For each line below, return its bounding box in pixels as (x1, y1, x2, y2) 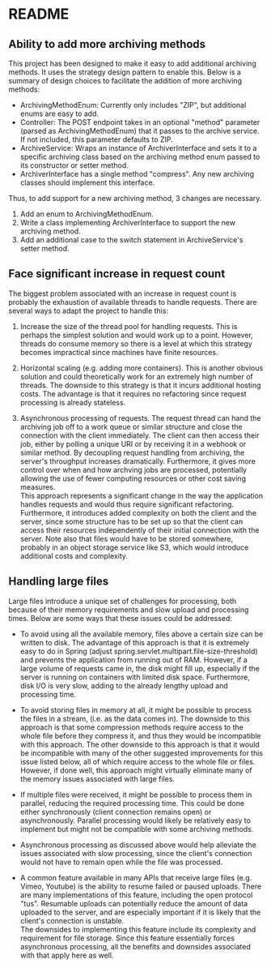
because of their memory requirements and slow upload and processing (8, 605, 249, 615)
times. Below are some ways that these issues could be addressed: (8, 613, 233, 623)
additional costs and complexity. (19, 550, 128, 560)
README (8, 5, 70, 24)
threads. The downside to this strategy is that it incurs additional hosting (19, 380, 261, 390)
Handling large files (8, 575, 109, 589)
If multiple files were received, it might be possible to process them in (19, 790, 252, 799)
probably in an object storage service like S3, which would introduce (19, 542, 249, 552)
